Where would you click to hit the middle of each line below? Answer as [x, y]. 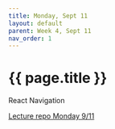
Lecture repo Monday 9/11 [51, 116]
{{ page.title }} [58, 78]
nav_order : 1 [30, 38]
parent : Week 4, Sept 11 [50, 31]
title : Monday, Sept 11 [48, 16]
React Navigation [37, 101]
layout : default [35, 23]
